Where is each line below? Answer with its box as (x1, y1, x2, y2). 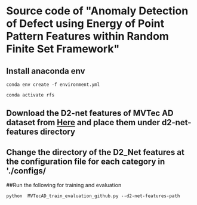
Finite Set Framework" (6, 42, 120, 56)
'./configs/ (6, 166, 47, 176)
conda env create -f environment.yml (6, 82, 100, 88)
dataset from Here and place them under (6, 117, 160, 128)
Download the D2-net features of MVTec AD (6, 108, 174, 119)
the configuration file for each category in (6, 156, 165, 166)
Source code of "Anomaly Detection (6, 4, 189, 18)
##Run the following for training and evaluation (6, 182, 122, 189)
